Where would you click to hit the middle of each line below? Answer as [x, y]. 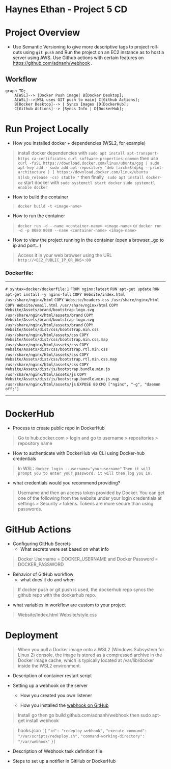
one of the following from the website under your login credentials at [90, 498]
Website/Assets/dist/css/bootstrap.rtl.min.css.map [61, 360]
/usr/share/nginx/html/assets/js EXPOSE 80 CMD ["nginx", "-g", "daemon [83, 385]
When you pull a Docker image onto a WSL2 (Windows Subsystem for [91, 649]
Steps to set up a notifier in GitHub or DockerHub [64, 761]
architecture [32, 172]
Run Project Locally [47, 129]
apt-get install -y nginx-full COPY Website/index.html [65, 295]
